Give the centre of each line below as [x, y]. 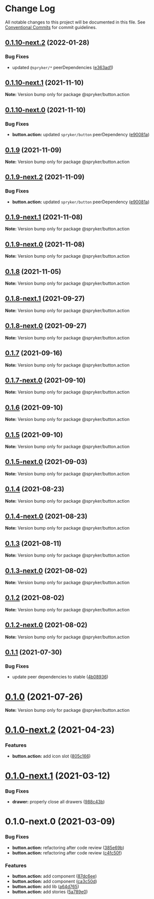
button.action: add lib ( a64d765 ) [45, 887]
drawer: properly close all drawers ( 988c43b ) [58, 802]
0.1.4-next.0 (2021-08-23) [46, 516]
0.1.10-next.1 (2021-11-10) [44, 83]
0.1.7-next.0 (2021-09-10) [45, 380]
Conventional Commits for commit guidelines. [51, 27]
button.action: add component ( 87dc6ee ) [54, 876]
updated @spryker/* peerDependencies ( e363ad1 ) [63, 67]
